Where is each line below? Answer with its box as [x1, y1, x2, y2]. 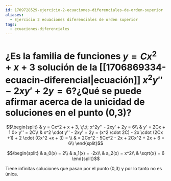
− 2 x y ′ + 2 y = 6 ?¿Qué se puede [5, 85, 142, 97]
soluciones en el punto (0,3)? [5, 107, 132, 118]
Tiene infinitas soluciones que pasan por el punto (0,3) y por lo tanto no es [5, 165, 162, 171]
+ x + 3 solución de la [5, 61, 97, 73]
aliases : [5, 12, 24, 17]
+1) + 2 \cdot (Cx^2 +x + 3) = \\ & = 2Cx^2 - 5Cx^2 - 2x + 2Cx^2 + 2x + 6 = [7, 134, 165, 141]
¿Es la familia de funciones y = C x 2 [5, 49, 157, 62]
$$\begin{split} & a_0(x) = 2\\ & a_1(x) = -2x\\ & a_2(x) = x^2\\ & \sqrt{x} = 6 [7, 150, 165, 156]
